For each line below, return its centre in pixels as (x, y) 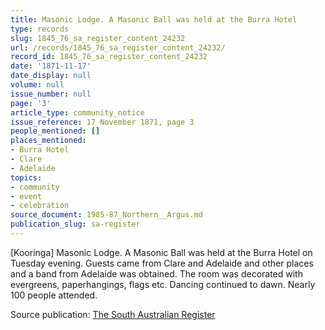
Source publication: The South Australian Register (113, 314)
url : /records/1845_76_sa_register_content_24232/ (118, 47)
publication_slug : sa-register (75, 224)
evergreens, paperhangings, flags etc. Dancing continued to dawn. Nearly (163, 284)
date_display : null (51, 76)
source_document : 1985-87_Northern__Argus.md (106, 215)
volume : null (37, 85)
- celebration (40, 206)
